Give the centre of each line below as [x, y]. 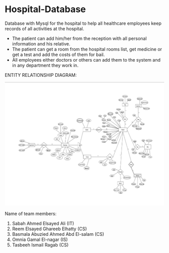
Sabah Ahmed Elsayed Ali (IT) [43, 224]
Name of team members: [31, 214]
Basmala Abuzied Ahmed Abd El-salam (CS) [58, 234]
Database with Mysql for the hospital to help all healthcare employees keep [83, 23]
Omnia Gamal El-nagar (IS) [40, 240]
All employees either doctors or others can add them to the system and [86, 60]
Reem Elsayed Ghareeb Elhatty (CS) [49, 229]
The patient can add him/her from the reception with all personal [79, 38]
